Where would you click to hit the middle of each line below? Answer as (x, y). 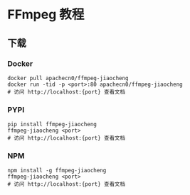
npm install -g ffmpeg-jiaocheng (57, 171)
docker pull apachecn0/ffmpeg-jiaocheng (68, 78)
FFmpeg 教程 (46, 15)
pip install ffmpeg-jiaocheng (52, 125)
